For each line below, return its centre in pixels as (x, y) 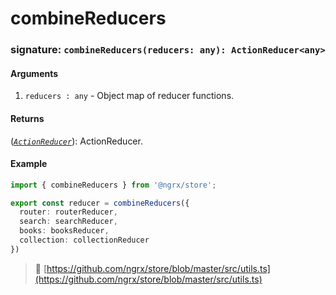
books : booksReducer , (64, 231)
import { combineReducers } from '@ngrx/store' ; (113, 185)
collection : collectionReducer (84, 240)
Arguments (34, 73)
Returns (27, 118)
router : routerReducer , (68, 212)
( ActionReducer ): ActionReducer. (76, 141)
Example (29, 164)
